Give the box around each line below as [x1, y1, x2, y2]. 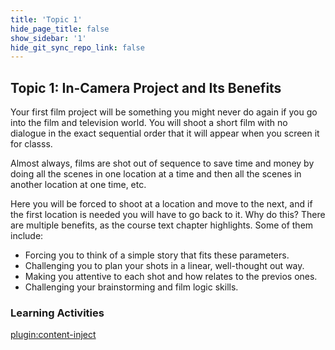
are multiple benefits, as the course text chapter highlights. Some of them [10, 219, 314, 231]
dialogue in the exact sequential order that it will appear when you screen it [10, 127, 320, 140]
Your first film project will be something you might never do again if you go [10, 106, 318, 118]
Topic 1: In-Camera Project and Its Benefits [10, 79, 282, 96]
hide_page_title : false [10, 24, 110, 34]
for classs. [10, 138, 53, 150]
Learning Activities [10, 306, 105, 320]
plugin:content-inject [10, 329, 97, 341]
